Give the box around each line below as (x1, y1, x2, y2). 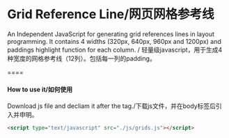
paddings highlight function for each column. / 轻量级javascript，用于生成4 (7, 45, 223, 54)
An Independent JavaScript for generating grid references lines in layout (7, 29, 214, 38)
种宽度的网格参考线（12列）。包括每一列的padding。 (7, 54, 157, 63)
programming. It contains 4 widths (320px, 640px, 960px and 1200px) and (7, 37, 221, 45)
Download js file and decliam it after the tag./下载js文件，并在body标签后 (7, 102, 216, 110)
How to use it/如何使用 (7, 85, 73, 93)
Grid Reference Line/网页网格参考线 (7, 6, 214, 22)
